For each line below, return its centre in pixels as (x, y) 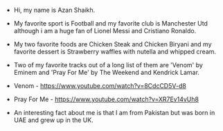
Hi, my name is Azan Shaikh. (54, 10)
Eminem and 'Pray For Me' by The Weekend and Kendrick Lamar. (106, 72)
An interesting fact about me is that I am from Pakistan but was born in (114, 113)
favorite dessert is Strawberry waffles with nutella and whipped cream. (115, 52)
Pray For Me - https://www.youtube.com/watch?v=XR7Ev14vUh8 (106, 99)
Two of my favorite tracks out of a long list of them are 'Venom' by (108, 65)
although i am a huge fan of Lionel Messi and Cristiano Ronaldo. (105, 31)
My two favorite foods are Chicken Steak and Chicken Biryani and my (113, 44)
